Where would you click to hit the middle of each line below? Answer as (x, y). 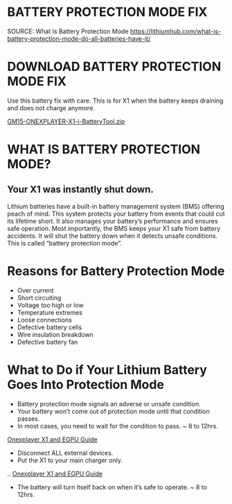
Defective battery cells (50, 327)
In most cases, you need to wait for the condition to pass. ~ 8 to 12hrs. (117, 426)
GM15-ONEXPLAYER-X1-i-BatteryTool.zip (66, 121)
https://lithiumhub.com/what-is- (176, 31)
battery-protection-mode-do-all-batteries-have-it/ (79, 38)
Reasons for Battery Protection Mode (116, 271)
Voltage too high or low (51, 305)
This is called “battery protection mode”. (65, 243)
